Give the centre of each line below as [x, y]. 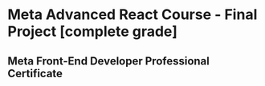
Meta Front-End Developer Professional [108, 61]
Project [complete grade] [92, 31]
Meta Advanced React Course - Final [132, 15]
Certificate [35, 73]
